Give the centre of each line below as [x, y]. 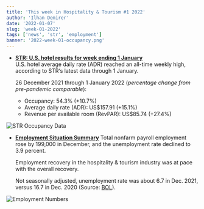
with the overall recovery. [47, 169]
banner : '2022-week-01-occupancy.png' [55, 40]
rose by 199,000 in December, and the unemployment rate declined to [103, 144]
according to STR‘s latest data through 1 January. [77, 71]
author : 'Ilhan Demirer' [38, 18]
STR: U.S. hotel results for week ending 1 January [79, 58]
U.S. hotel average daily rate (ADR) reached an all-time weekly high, [100, 64]
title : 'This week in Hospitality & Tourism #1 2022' [76, 12]
